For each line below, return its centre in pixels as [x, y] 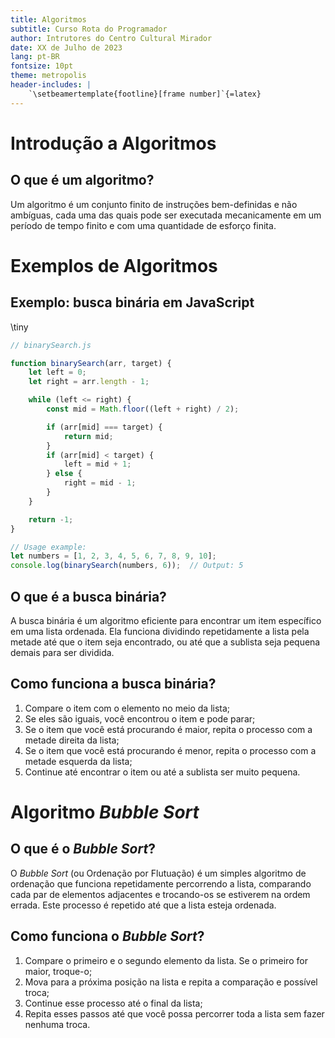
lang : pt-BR [35, 57]
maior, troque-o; [58, 971]
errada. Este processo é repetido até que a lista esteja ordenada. [143, 905]
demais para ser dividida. [62, 652]
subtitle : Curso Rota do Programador [89, 29]
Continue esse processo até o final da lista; [113, 1003]
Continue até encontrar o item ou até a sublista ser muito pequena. [162, 772]
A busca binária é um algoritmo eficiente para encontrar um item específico [166, 620]
